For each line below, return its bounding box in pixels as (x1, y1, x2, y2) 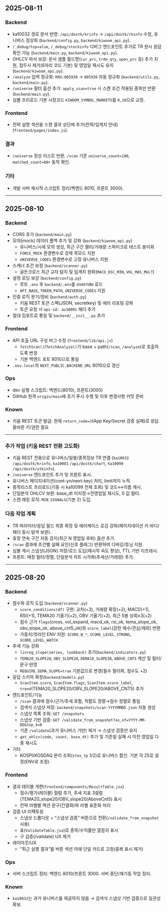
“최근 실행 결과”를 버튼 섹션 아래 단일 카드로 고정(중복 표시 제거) (19, 846, 144, 852)
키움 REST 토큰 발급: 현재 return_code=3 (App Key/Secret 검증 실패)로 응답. (12, 418, 160, 424)
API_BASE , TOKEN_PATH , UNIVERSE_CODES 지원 (19, 288, 106, 294)
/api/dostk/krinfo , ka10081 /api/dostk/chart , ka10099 (12, 460, 124, 466)
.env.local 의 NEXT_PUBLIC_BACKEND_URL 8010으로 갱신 (12, 362, 120, 368)
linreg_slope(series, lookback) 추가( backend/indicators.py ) (19, 649, 146, 655)
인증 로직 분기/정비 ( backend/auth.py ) (12, 294, 87, 300)
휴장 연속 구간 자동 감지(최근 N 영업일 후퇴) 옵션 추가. (12, 535, 116, 541)
